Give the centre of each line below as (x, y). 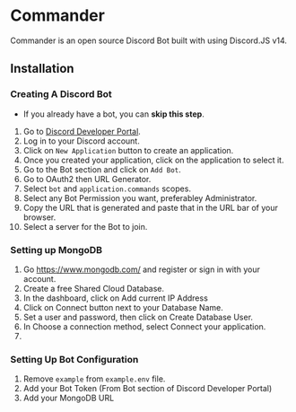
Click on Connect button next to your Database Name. (123, 307)
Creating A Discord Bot (61, 94)
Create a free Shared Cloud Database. (94, 288)
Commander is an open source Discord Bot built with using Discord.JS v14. (149, 40)
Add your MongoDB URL (69, 398)
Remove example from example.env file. (94, 379)
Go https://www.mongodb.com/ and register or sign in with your (142, 269)
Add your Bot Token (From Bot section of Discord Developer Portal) (148, 389)
